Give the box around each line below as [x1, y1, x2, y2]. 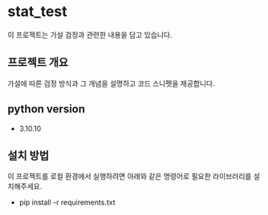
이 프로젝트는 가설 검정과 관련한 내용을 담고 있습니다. [7, 30, 173, 39]
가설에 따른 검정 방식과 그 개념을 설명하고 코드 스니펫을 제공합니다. [7, 79, 215, 88]
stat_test [7, 2, 67, 21]
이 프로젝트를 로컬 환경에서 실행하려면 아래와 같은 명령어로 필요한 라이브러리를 [7, 172, 252, 181]
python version [7, 103, 86, 116]
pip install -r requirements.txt [18, 197, 116, 207]
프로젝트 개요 [7, 55, 69, 70]
